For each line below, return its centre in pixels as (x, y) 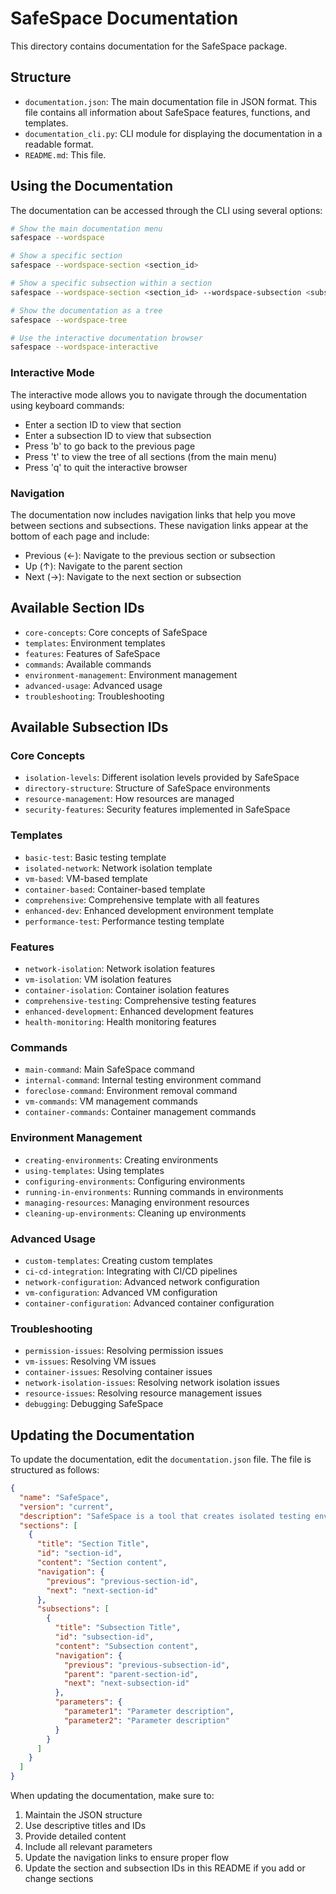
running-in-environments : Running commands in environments (154, 1191)
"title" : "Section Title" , (93, 1544)
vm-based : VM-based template (86, 878)
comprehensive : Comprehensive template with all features (142, 899)
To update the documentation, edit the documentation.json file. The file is (161, 1459)
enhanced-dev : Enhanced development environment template (149, 910)
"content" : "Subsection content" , (126, 1646)
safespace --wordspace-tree (69, 320)
